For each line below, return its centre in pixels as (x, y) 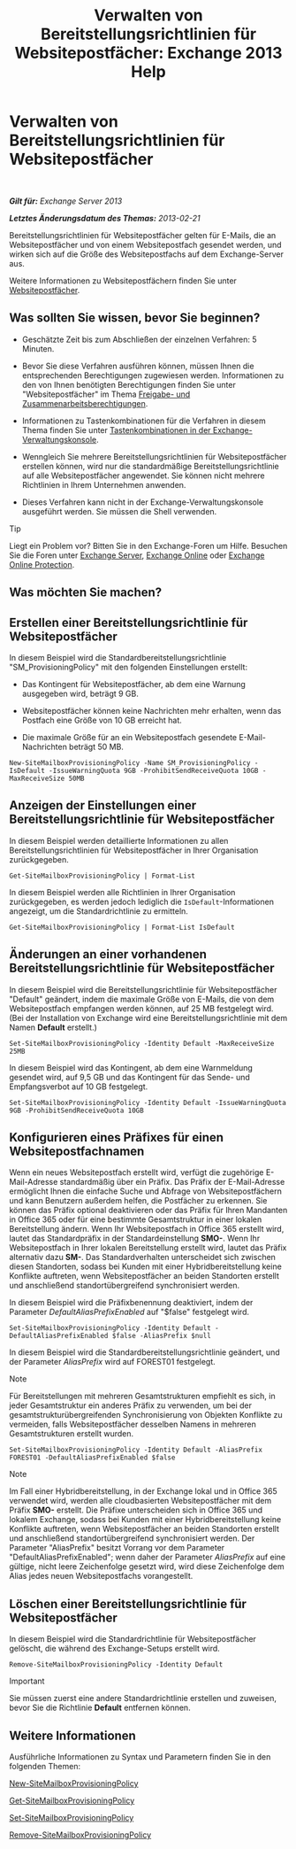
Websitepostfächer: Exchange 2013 (148, 53)
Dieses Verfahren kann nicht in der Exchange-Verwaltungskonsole (142, 502)
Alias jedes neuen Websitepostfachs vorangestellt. (101, 1576)
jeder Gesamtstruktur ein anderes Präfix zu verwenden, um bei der (130, 1405)
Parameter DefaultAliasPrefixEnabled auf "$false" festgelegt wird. (129, 1312)
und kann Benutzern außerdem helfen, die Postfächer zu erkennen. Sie (138, 1201)
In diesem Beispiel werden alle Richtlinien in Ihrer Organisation (122, 892)
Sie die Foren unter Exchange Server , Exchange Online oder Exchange (137, 555)
